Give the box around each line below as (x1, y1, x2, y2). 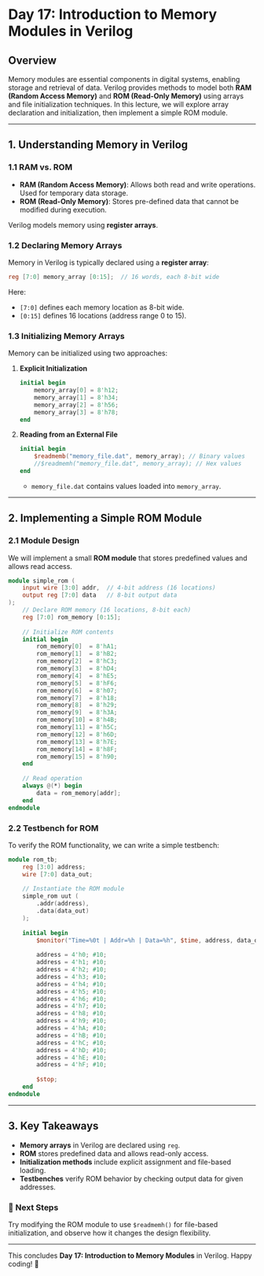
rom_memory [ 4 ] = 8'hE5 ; (36, 671, 118, 679)
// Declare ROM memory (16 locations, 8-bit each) (22, 606, 192, 614)
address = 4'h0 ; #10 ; (36, 951, 108, 959)
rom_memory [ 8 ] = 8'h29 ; (36, 701, 118, 709)
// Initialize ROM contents (22, 628, 114, 636)
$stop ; (36, 1076, 58, 1084)
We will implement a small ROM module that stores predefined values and (8, 553, 247, 563)
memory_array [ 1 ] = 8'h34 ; (34, 393, 119, 401)
